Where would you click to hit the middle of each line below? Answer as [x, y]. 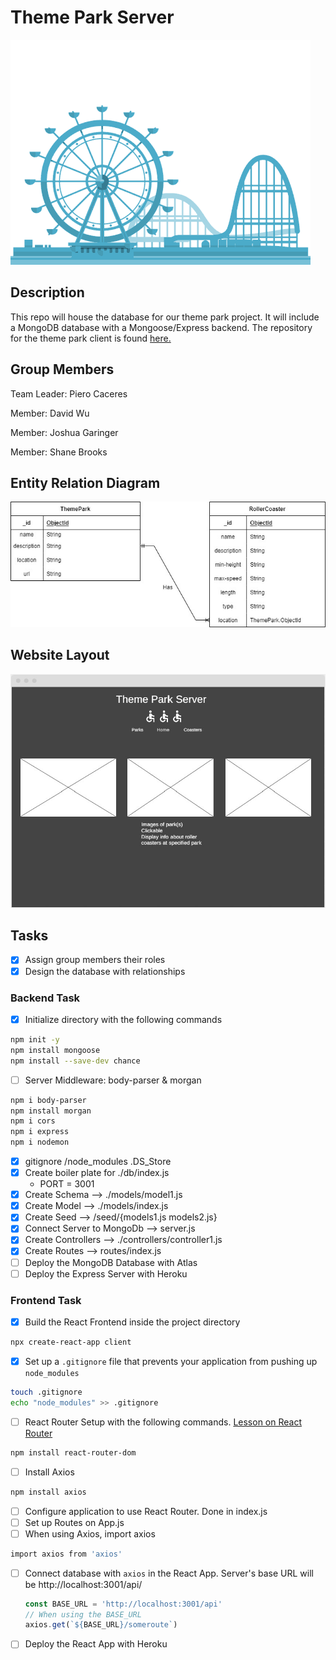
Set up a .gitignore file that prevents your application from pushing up [171, 1361]
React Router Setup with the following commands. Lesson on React [163, 1422]
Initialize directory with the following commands [123, 1019]
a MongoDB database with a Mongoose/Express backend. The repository [161, 327]
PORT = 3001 [67, 1184]
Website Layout [60, 655]
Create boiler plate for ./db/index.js [97, 1173]
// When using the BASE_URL [83, 1614]
